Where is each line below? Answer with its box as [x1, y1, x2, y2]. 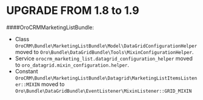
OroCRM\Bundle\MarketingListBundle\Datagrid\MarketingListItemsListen [15, 75, 198, 81]
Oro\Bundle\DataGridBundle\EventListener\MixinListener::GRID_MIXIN [15, 88, 192, 94]
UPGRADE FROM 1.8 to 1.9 [6, 4, 139, 18]
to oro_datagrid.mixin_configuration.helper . [15, 61, 129, 68]
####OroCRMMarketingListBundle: [6, 24, 94, 31]
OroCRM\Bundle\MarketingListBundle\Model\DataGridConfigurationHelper [15, 43, 198, 49]
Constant [15, 67, 38, 75]
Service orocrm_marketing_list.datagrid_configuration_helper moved [15, 55, 193, 62]
